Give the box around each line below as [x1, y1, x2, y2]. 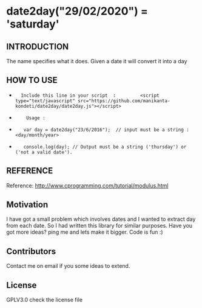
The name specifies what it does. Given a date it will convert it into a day [6, 58, 187, 65]
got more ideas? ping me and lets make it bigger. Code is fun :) [6, 228, 163, 236]
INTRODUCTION [6, 41, 69, 52]
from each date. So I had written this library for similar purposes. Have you [6, 222, 193, 229]
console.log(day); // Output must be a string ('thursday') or [23, 144, 187, 150]
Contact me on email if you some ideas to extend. [6, 262, 130, 270]
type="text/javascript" [15, 97, 76, 104]
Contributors [6, 246, 56, 256]
